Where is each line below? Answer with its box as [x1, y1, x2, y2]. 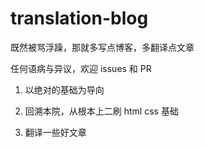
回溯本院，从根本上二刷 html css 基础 [24, 105, 179, 117]
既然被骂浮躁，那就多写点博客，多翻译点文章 [10, 41, 195, 53]
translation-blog [10, 7, 149, 30]
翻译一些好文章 [24, 126, 87, 138]
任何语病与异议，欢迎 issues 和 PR [10, 62, 152, 74]
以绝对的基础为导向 [24, 83, 105, 96]
